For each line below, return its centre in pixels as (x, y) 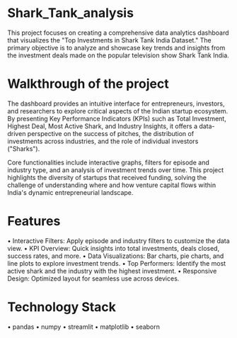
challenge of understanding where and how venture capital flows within (112, 185)
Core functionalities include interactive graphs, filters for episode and (109, 162)
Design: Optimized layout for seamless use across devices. (93, 278)
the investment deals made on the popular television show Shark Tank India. (118, 55)
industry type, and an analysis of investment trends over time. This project (116, 170)
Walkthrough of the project (88, 84)
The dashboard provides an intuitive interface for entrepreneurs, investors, (116, 103)
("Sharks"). (24, 148)
